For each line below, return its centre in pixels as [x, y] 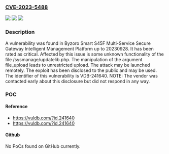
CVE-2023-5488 [27, 7]
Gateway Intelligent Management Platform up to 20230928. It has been [79, 48]
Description [20, 32]
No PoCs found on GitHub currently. [43, 146]
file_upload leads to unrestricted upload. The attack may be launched [78, 65]
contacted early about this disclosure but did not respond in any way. [78, 81]
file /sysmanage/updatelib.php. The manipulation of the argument [74, 59]
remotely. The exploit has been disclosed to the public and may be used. [81, 70]
